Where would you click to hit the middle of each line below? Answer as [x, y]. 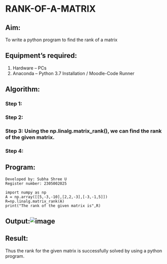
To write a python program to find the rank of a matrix [61, 40]
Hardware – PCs [29, 68]
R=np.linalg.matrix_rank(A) [35, 201]
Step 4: [14, 151]
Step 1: [14, 104]
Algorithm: [23, 89]
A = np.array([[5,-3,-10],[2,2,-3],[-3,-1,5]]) [57, 197]
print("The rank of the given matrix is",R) [53, 206]
